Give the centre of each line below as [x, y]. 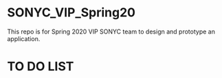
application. [24, 38]
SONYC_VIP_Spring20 [71, 13]
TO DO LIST [41, 67]
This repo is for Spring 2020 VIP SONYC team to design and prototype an [111, 31]
